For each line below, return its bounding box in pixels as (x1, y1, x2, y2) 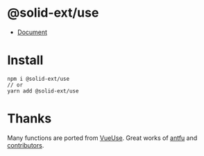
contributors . (7, 141, 44, 149)
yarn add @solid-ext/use (7, 87, 79, 95)
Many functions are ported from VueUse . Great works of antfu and (7, 134, 198, 142)
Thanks (7, 111, 52, 127)
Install (7, 52, 44, 68)
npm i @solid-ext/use (7, 75, 70, 82)
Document (17, 28, 47, 36)
